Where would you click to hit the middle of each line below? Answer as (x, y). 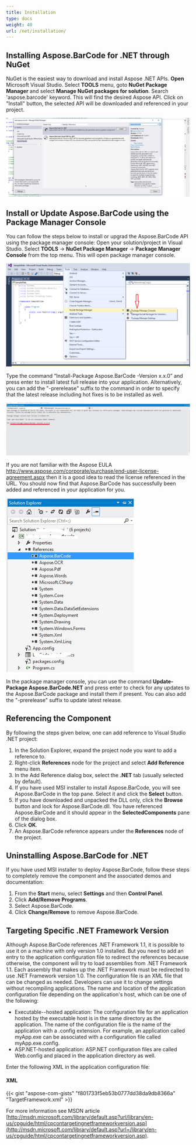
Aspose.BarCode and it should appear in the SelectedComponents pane (102, 812)
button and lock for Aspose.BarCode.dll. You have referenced (88, 806)
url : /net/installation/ (36, 31)
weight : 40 (19, 25)
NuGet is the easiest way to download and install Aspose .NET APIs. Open (95, 78)
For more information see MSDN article (53, 1111)
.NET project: (22, 739)
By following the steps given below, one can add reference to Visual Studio (96, 733)
